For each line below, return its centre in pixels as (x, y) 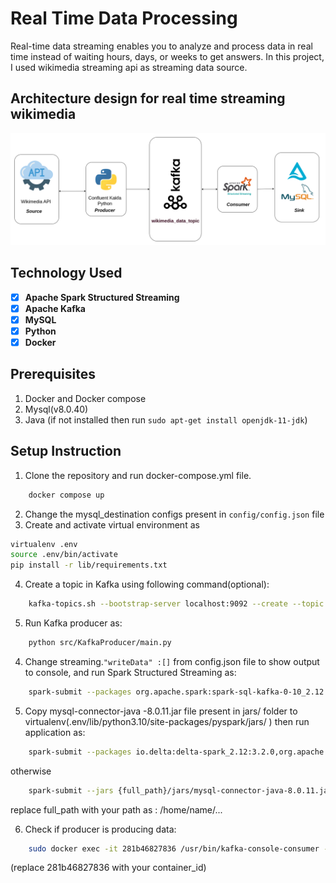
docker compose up (66, 495)
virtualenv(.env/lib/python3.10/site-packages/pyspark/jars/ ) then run (167, 721)
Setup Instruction (66, 451)
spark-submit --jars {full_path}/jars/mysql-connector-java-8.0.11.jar (180, 790)
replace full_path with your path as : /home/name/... (116, 809)
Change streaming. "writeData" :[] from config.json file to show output (172, 661)
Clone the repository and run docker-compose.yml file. (138, 475)
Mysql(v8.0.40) (56, 409)
